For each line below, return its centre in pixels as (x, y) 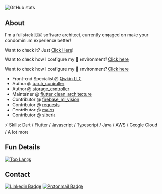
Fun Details (23, 147)
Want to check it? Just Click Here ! (39, 50)
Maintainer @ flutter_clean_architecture (52, 94)
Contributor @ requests (36, 104)
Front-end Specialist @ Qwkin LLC (47, 78)
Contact (18, 175)
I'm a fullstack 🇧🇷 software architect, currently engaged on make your (77, 35)
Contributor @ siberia (34, 115)
